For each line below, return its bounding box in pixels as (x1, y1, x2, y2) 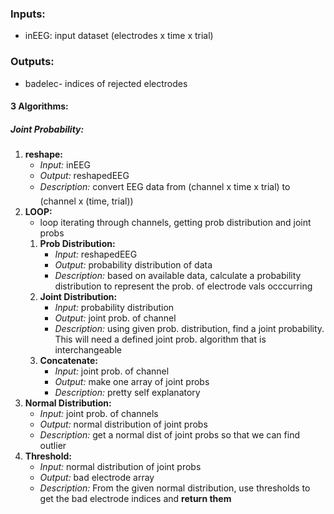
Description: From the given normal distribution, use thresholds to (39, 482, 311, 494)
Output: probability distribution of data (54, 259, 213, 271)
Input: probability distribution (54, 302, 175, 314)
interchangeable (54, 344, 122, 356)
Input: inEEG (39, 159, 91, 171)
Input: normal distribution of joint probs (39, 461, 202, 473)
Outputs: (10, 55, 55, 69)
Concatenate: (39, 355, 98, 367)
